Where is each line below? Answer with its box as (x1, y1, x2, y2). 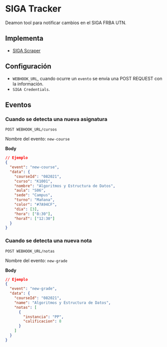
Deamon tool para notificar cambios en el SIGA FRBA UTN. (5, 20, 127, 26)
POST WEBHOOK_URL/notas (5, 249, 55, 254)
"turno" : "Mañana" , (14, 197, 55, 202)
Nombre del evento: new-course (5, 136, 70, 142)
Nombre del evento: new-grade (5, 257, 68, 264)
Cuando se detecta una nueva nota (5, 237, 92, 244)
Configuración (5, 62, 52, 71)
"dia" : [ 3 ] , (14, 206, 39, 211)
